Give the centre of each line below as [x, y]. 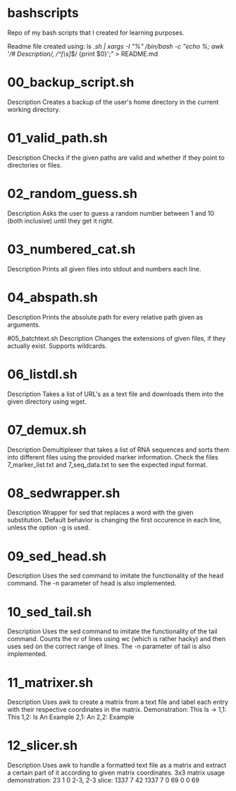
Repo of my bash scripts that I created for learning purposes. [96, 33]
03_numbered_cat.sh [72, 249]
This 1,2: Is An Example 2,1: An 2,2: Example [71, 717]
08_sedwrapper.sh [64, 493]
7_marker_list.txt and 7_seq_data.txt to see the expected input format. [107, 464]
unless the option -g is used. [49, 527]
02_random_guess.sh [72, 194]
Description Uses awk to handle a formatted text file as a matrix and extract [117, 766]
